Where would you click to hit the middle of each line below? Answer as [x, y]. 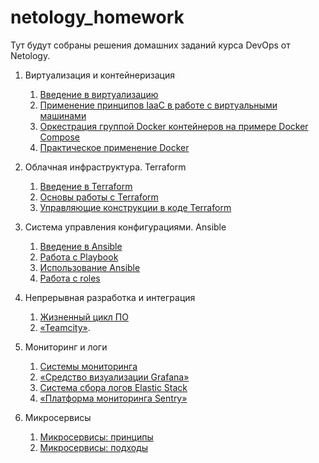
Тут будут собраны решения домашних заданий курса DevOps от [150, 45]
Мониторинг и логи [66, 347]
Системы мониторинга [88, 366]
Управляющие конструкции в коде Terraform [135, 207]
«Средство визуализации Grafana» [114, 377]
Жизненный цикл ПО [84, 317]
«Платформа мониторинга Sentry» [113, 398]
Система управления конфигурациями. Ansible [125, 227]
